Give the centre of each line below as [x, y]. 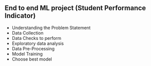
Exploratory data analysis [38, 43]
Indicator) [20, 16]
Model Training [27, 54]
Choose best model [32, 59]
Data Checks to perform [37, 38]
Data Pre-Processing [33, 48]
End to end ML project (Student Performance [75, 8]
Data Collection [28, 33]
